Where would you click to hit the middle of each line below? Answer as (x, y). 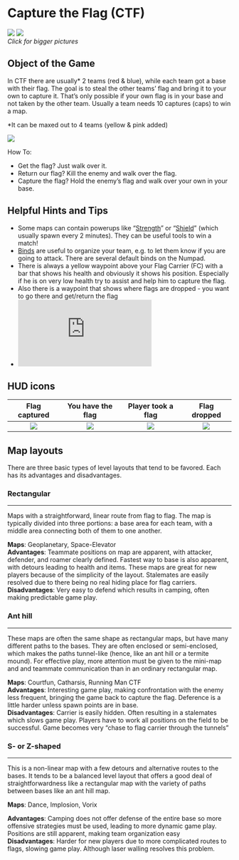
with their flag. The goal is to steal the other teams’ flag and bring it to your (117, 88)
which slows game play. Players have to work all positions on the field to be (118, 720)
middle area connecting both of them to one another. (85, 531)
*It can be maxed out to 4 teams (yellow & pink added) (88, 124)
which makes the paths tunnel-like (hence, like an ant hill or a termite (108, 653)
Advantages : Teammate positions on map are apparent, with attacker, (110, 552)
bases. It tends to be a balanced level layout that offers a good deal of (110, 776)
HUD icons (31, 386)
